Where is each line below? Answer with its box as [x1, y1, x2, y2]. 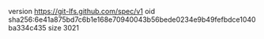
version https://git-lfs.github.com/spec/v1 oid [8, 7, 156, 16]
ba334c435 [8, 23, 47, 32]
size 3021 [47, 23, 79, 32]
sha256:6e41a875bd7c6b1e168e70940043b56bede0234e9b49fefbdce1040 [8, 15, 256, 24]
